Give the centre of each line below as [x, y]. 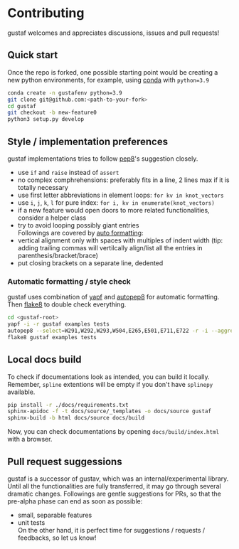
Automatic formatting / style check [69, 281]
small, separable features [55, 515]
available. [21, 392]
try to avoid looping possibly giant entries [78, 225]
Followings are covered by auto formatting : [80, 233]
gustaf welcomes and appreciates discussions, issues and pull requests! [113, 33]
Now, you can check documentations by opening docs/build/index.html [113, 432]
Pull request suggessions [65, 461]
